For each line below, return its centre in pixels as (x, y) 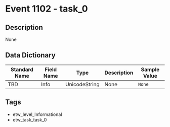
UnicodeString (82, 84)
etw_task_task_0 (30, 119)
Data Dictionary (30, 55)
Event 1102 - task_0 (47, 9)
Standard (22, 70)
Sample (150, 70)
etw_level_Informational (37, 114)
